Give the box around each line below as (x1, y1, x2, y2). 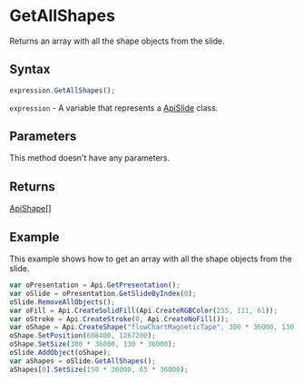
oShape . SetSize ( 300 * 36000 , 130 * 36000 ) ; (9, 339, 177, 349)
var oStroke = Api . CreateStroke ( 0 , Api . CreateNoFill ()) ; (9, 314, 230, 323)
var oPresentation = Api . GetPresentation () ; (9, 280, 181, 290)
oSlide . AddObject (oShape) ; (9, 349, 112, 358)
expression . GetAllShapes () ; (9, 85, 116, 95)
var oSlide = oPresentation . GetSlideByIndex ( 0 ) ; (9, 289, 197, 298)
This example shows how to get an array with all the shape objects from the (9, 253, 292, 264)
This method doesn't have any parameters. (9, 152, 171, 163)
